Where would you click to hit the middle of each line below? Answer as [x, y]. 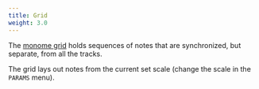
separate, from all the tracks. [55, 54]
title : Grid [28, 15]
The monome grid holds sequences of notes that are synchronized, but [125, 45]
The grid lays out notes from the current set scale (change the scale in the [130, 69]
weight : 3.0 [28, 23]
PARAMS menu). [32, 77]
